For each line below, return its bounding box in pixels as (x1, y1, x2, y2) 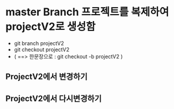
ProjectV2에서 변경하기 (5, 71, 88, 82)
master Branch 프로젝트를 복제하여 (5, 5, 169, 19)
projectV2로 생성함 (5, 20, 96, 33)
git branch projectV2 (14, 39, 64, 47)
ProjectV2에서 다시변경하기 (5, 93, 102, 103)
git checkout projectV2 (14, 46, 70, 53)
